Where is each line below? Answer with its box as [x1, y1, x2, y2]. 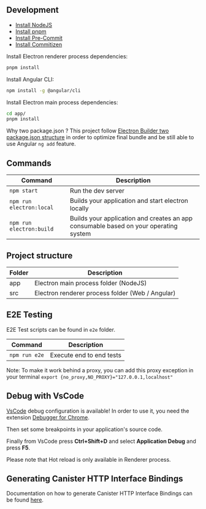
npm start [9, 187, 38, 194]
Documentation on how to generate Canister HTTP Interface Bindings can [6, 490, 193, 497]
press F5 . [6, 444, 31, 451]
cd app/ [6, 110, 26, 117]
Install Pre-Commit [15, 34, 63, 42]
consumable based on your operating [69, 222, 178, 231]
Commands [6, 158, 52, 168]
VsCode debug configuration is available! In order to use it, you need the [6, 407, 189, 415]
